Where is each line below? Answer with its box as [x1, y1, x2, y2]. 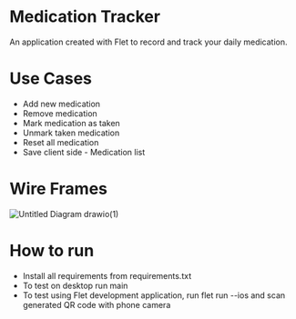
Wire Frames [9, 179, 107, 199]
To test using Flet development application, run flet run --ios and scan [22, 289, 286, 301]
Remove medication [22, 107, 97, 119]
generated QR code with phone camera [22, 299, 171, 310]
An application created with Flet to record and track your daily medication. [9, 36, 289, 47]
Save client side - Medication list [22, 146, 146, 157]
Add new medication [22, 98, 101, 109]
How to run [9, 241, 95, 261]
